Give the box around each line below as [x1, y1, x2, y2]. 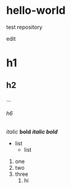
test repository [6, 23, 43, 31]
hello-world [6, 4, 66, 17]
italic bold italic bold [6, 128, 58, 136]
